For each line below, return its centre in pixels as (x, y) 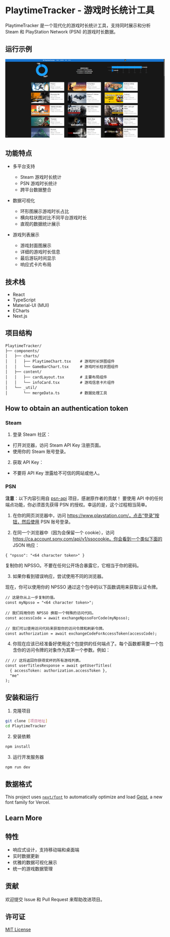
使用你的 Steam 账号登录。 (40, 452)
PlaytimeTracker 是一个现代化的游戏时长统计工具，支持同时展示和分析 (78, 25)
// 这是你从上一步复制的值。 (31, 597)
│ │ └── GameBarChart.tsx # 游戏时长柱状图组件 (62, 367)
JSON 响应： (26, 545)
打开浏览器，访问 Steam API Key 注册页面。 (58, 445)
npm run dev (18, 767)
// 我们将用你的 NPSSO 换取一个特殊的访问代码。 (51, 613)
